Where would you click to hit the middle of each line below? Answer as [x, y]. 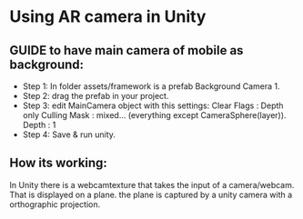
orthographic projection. [55, 204]
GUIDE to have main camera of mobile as [126, 50]
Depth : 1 [39, 125]
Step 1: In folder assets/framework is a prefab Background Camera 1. [151, 86]
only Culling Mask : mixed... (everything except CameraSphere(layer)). [154, 115]
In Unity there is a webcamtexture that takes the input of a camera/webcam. [152, 184]
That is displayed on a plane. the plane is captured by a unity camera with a [151, 194]
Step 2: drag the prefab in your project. [96, 96]
